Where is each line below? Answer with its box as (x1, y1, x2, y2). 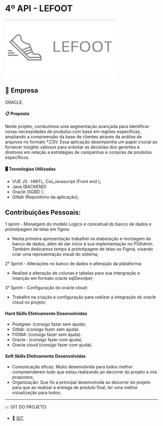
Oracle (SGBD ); (12, 189, 45, 195)
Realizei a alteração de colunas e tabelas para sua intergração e (12, 270, 140, 276)
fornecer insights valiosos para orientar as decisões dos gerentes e (5, 144, 140, 150)
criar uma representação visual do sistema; (12, 251, 98, 257)
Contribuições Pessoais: (5, 208, 81, 217)
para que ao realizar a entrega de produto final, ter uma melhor (12, 385, 138, 390)
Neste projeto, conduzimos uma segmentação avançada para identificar (5, 123, 149, 129)
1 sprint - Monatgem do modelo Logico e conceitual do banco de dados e (5, 221, 152, 227)
